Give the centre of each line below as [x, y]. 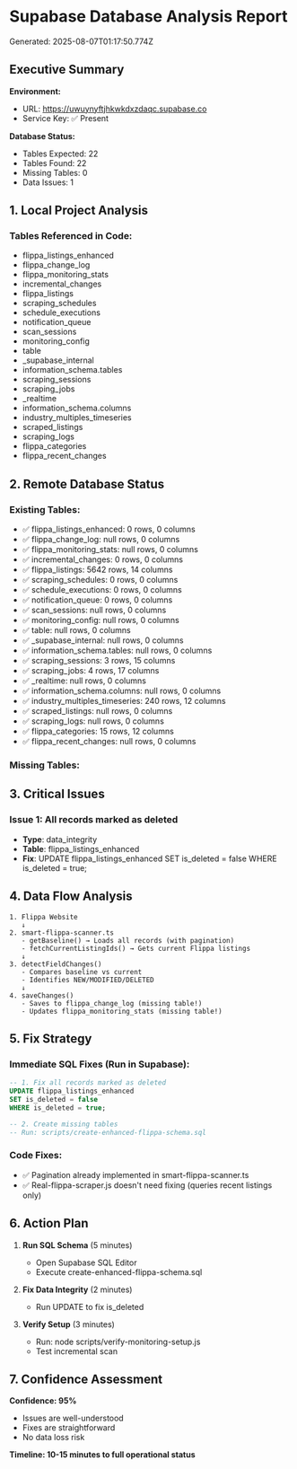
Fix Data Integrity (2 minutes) [77, 1289]
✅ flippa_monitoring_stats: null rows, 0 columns [110, 550]
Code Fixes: [36, 1156]
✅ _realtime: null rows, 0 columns [84, 681]
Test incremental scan [77, 1351]
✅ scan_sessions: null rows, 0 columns [94, 610]
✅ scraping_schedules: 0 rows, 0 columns [100, 580]
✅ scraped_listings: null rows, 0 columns [97, 711]
